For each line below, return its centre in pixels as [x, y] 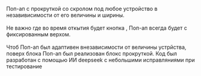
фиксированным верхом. [39, 34]
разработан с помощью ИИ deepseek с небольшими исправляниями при [101, 60]
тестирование [24, 66]
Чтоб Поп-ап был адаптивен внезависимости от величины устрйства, [96, 47]
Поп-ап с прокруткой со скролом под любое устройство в [82, 9]
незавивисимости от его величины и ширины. [65, 15]
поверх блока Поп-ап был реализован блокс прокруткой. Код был [92, 53]
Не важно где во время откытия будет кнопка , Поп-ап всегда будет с [97, 28]
